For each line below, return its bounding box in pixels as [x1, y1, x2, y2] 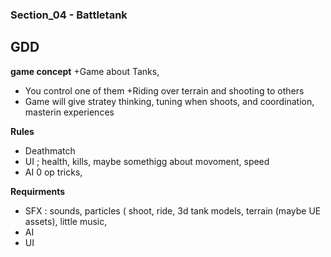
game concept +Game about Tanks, [10, 65, 160, 77]
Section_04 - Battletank [10, 8, 128, 22]
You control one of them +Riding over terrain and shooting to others [24, 84, 305, 97]
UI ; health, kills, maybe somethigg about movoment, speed [24, 155, 270, 167]
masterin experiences [24, 106, 115, 118]
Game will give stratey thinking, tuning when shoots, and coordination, [24, 95, 315, 107]
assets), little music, [24, 215, 108, 227]
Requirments [10, 185, 66, 197]
